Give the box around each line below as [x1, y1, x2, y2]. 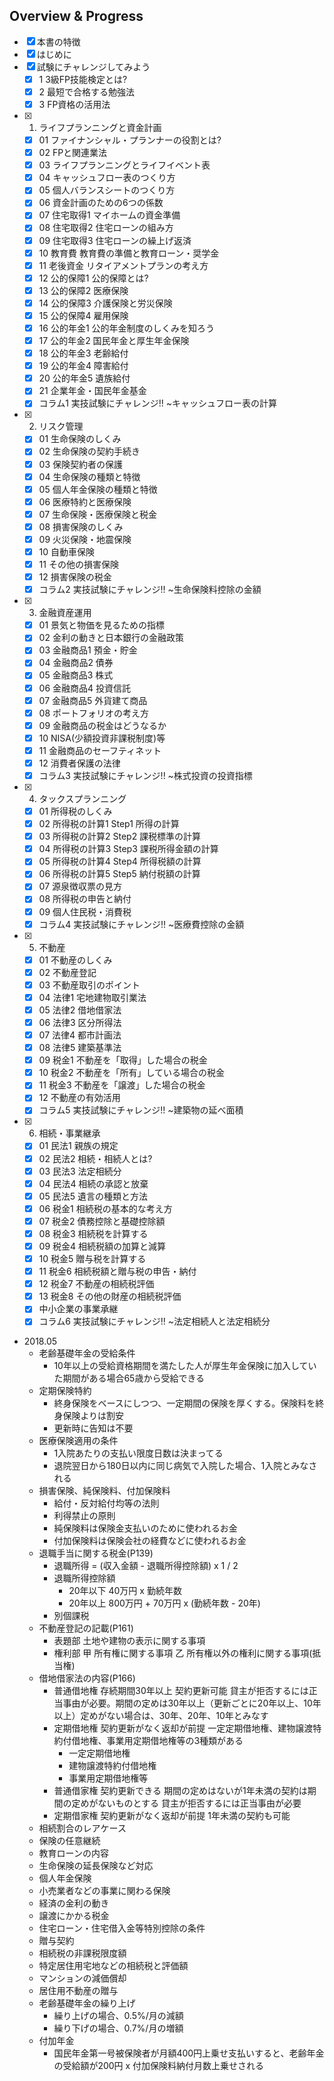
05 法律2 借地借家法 [38, 1004, 122, 1016]
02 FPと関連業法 [38, 147, 108, 159]
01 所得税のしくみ [38, 805, 113, 817]
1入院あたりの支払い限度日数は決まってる [53, 1447, 224, 1459]
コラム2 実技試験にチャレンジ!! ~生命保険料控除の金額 [38, 584, 262, 596]
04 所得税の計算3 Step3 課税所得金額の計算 [38, 843, 219, 855]
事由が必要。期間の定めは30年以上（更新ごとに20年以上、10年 [62, 1697, 322, 1709]
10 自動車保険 [38, 545, 96, 558]
